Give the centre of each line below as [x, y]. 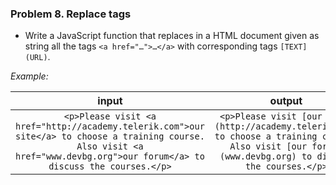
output [286, 101]
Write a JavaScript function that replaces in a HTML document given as [172, 36]
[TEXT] [293, 47]
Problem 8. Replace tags [71, 14]
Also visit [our [268, 146]
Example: [29, 76]
